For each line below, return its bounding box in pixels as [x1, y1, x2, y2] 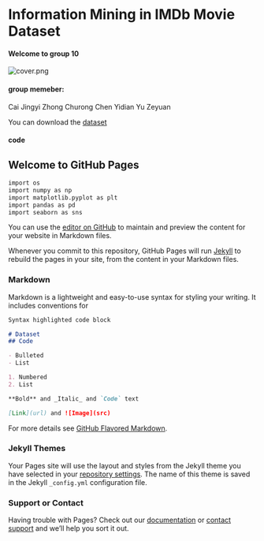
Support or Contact [8, 497, 84, 508]
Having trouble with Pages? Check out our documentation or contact [8, 515, 231, 525]
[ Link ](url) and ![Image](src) [8, 409, 111, 417]
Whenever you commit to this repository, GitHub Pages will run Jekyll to [8, 246, 242, 256]
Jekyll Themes [8, 443, 66, 454]
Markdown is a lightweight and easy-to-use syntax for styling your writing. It [8, 292, 256, 301]
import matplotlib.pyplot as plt [8, 193, 118, 202]
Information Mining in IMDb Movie [8, 6, 235, 24]
